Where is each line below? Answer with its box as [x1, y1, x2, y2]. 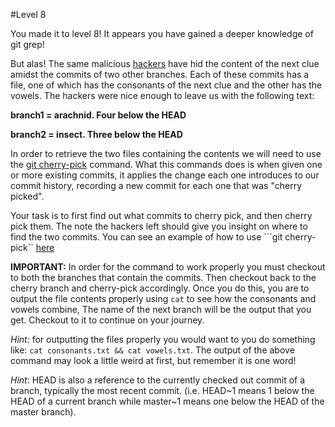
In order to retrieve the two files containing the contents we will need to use [10, 148, 322, 159]
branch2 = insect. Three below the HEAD [10, 129, 183, 140]
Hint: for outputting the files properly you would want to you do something [10, 334, 316, 345]
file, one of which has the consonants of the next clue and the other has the [10, 79, 323, 91]
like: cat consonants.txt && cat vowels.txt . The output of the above [10, 344, 295, 356]
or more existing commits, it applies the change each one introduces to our [10, 169, 320, 181]
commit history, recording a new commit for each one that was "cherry [10, 180, 303, 191]
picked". [10, 190, 45, 202]
